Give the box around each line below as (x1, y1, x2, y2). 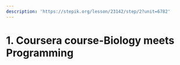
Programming (6, 46, 74, 59)
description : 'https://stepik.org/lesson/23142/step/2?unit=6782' (6, 8, 171, 15)
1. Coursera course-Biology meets (6, 33, 175, 47)
